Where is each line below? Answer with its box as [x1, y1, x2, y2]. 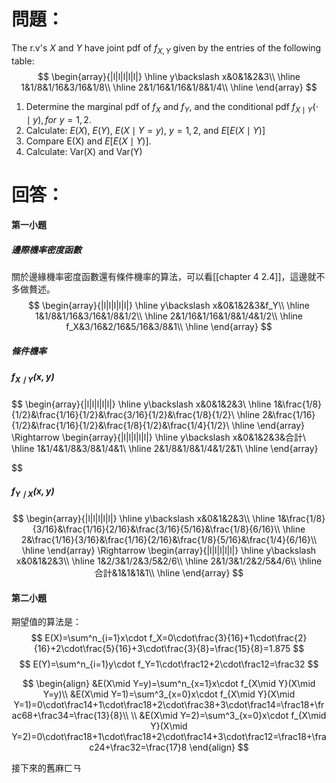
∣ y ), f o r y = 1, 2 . [25, 113, 92, 125]
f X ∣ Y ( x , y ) [11, 371, 55, 385]
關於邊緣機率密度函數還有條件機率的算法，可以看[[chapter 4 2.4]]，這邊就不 [11, 271, 326, 283]
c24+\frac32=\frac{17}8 [89, 741, 188, 754]
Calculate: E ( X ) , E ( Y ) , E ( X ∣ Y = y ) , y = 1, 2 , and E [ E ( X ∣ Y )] [25, 124, 266, 136]
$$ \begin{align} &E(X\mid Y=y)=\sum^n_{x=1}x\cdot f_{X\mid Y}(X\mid [22, 678, 316, 690]
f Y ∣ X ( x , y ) [11, 485, 55, 499]
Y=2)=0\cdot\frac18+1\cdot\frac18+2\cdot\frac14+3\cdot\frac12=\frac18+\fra [11, 731, 327, 743]
